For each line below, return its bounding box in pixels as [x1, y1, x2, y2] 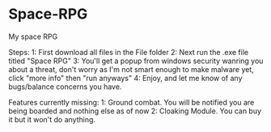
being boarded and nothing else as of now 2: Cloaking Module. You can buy [8, 106, 261, 116]
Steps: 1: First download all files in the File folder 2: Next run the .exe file [8, 47, 249, 57]
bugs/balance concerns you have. [8, 82, 122, 92]
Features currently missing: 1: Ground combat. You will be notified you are [8, 97, 255, 107]
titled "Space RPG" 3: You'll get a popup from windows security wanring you [8, 56, 264, 66]
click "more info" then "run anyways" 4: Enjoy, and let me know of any [8, 73, 243, 83]
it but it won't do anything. [8, 114, 95, 124]
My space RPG [8, 32, 58, 41]
